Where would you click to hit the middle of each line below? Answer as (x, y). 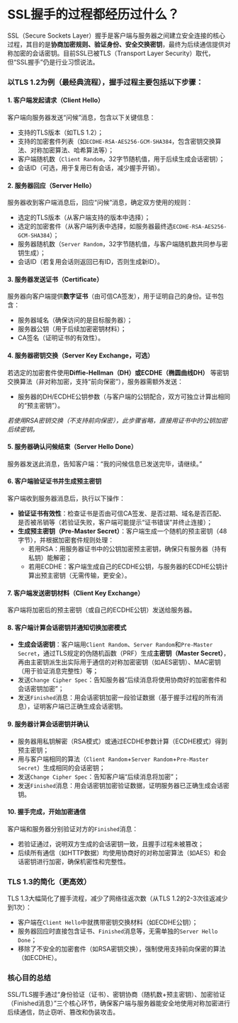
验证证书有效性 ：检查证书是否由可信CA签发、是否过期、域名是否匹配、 (121, 513)
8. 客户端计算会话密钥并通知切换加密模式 (67, 627)
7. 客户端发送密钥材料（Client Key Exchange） (76, 593)
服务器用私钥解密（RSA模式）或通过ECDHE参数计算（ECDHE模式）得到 (123, 741)
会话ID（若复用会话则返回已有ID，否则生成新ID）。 (91, 262)
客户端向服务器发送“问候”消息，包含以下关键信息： (81, 118)
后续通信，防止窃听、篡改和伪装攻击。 (63, 1012)
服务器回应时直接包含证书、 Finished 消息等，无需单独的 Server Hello (118, 931)
